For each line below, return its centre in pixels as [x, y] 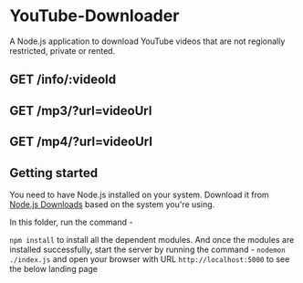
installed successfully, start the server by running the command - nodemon [147, 249]
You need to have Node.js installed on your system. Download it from [139, 194]
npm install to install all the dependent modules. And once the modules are [152, 239]
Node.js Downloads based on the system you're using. [112, 204]
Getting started [54, 173]
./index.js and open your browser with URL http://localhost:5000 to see [150, 259]
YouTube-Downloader [94, 16]
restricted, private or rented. [63, 50]
